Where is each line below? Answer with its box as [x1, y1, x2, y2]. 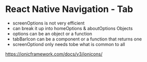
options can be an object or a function [12, 30, 92, 36]
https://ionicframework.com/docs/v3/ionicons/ [5, 51, 103, 57]
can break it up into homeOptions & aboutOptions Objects [12, 25, 133, 31]
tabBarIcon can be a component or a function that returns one [12, 36, 142, 42]
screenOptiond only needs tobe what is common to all [12, 41, 125, 47]
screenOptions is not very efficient [12, 20, 85, 26]
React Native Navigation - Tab [5, 3, 133, 15]
